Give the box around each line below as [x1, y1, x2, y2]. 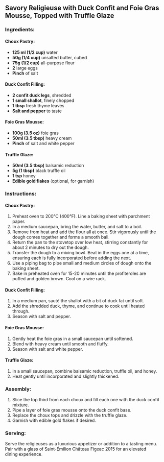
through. [12, 308, 30, 314]
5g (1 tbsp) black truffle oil [12, 168, 66, 173]
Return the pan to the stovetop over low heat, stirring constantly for [12, 240, 148, 245]
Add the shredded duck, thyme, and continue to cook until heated [12, 303, 145, 309]
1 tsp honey [12, 173, 36, 179]
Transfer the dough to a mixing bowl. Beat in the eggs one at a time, [12, 250, 149, 256]
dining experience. [5, 451, 43, 457]
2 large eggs [12, 65, 38, 71]
